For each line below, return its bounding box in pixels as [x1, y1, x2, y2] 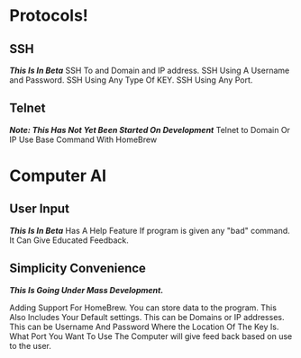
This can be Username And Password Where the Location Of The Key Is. [9, 321, 279, 332]
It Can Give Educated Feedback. [9, 235, 129, 246]
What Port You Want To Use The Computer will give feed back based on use [9, 330, 293, 342]
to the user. [9, 340, 51, 351]
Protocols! [9, 5, 88, 26]
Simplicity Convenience [9, 261, 147, 276]
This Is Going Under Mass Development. [9, 284, 164, 295]
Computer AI [9, 166, 106, 185]
